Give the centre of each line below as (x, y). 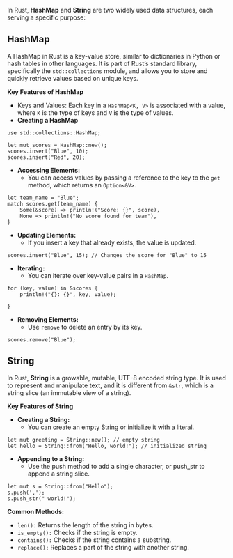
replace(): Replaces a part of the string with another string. (103, 547)
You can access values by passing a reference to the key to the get (124, 178)
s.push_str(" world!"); (42, 498)
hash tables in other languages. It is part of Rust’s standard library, (102, 63)
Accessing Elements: (49, 170)
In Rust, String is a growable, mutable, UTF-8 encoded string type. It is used (116, 378)
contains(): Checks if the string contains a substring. (94, 540)
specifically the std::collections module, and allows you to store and (107, 71)
